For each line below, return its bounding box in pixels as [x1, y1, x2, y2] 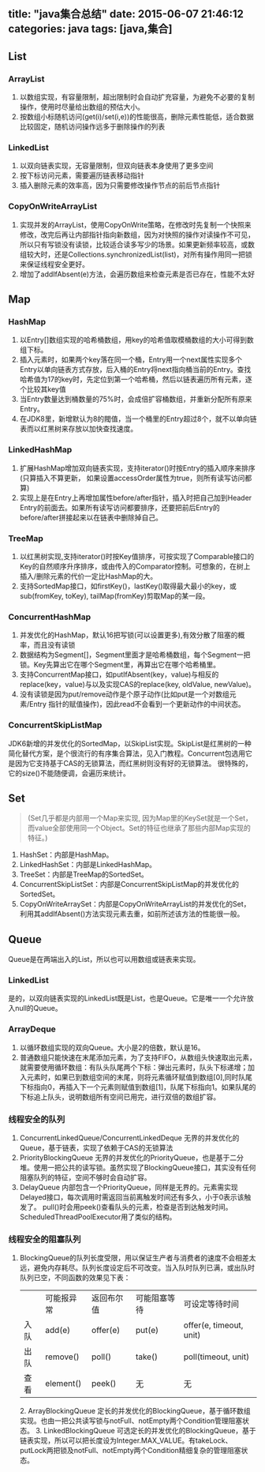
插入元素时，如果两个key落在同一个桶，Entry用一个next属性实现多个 [19, 355, 243, 365]
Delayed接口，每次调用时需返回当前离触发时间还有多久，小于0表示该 [19, 1192, 244, 1202]
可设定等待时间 [183, 1298, 239, 1309]
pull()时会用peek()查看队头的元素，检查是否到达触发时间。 [42, 1203, 233, 1212]
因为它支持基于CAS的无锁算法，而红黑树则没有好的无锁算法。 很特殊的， [14, 758, 252, 768]
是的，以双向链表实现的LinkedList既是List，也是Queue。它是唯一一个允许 [8, 993, 247, 1003]
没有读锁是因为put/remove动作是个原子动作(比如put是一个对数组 [19, 689, 230, 699]
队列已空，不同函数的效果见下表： [19, 1273, 131, 1282]
